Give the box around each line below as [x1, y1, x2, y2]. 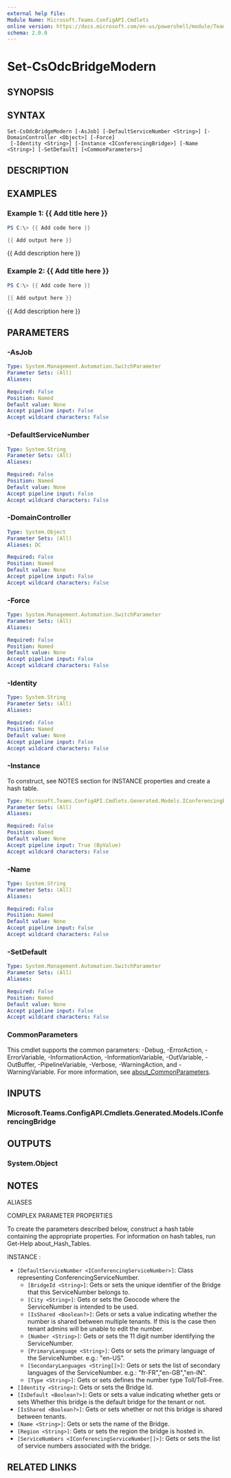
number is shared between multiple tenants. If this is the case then [27, 1318, 217, 1326]
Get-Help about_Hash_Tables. [7, 1240, 91, 1248]
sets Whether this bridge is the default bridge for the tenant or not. [16, 1398, 206, 1406]
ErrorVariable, [7, 1053, 47, 1061]
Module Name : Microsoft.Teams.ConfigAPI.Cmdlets [7, 17, 149, 23]
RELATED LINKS [7, 1461, 77, 1473]
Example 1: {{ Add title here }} [7, 209, 108, 218]
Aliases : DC [7, 541, 41, 548]
